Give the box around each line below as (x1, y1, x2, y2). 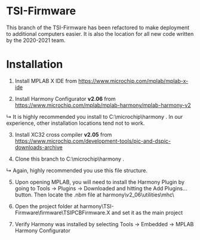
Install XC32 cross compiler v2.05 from (14, 131, 112, 138)
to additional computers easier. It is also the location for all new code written (6, 30, 194, 37)
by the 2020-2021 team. (6, 36, 66, 44)
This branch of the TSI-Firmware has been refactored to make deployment (6, 24, 190, 31)
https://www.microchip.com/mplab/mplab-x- (78, 77, 189, 84)
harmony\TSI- (79, 202, 115, 210)
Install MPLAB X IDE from (14, 77, 78, 84)
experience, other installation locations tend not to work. (6, 119, 145, 127)
